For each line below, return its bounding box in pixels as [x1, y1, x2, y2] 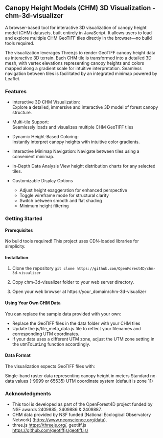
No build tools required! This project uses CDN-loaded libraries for [5, 238, 139, 244]
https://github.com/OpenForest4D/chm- [76, 267, 156, 271]
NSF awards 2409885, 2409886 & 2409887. [12, 407, 102, 413]
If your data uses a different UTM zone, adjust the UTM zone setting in [12, 336, 155, 342]
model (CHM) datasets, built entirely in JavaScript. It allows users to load [5, 29, 152, 36]
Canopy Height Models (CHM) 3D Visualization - [5, 4, 156, 12]
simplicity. [5, 243, 25, 249]
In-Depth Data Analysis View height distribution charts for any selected [12, 163, 156, 169]
